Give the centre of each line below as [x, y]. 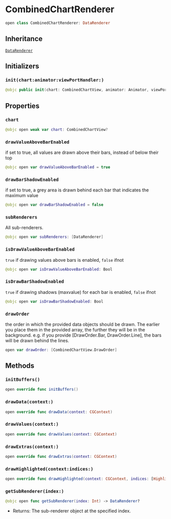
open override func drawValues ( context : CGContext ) [61, 434]
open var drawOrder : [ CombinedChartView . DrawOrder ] [61, 350]
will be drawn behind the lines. [37, 340]
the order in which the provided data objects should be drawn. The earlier [83, 324]
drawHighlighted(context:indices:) [49, 469]
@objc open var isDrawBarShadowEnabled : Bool [54, 302]
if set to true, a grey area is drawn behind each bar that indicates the [77, 190]
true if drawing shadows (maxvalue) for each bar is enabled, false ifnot [81, 292]
